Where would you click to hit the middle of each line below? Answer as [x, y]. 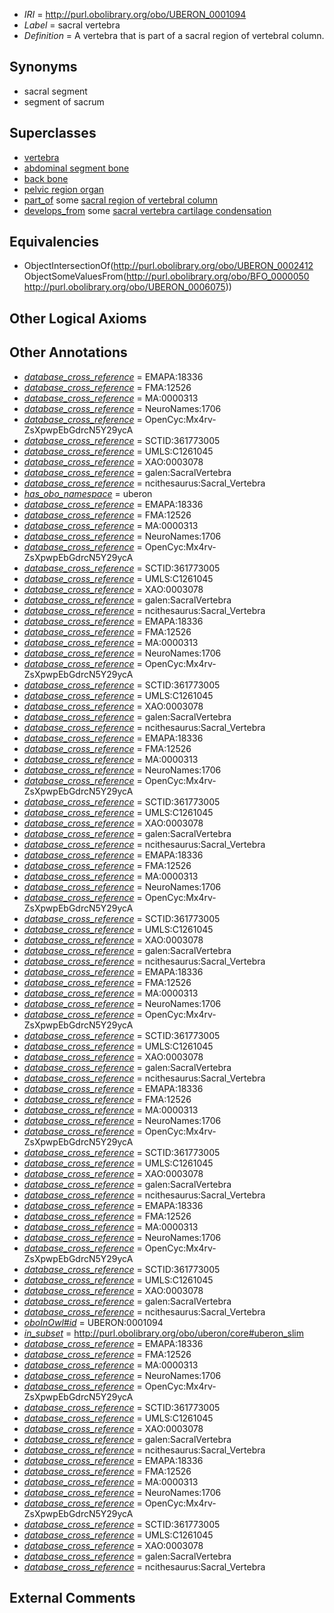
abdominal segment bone [76, 168]
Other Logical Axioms [78, 318]
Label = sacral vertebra [72, 25]
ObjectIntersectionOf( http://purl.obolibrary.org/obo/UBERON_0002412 [168, 266]
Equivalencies [54, 242]
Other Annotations [68, 352]
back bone [46, 178]
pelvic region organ [64, 189]
